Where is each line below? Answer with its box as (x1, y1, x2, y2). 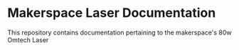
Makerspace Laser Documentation (7, 5, 216, 21)
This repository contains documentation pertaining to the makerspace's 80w (7, 28, 232, 37)
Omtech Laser (7, 35, 49, 44)
